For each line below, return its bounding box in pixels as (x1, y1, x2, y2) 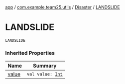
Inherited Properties (5, 49, 55, 56)
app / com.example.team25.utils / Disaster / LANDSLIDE (5, 4, 121, 10)
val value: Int (26, 72, 63, 77)
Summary (33, 62, 57, 69)
